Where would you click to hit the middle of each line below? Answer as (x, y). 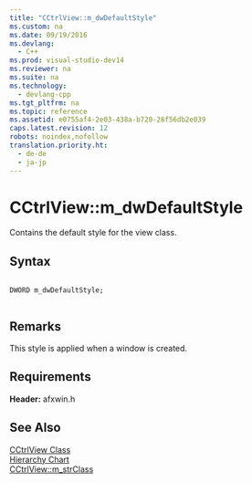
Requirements (50, 377)
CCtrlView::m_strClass (52, 469)
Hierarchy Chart (40, 459)
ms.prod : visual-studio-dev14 (67, 60)
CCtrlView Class (40, 449)
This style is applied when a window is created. (99, 349)
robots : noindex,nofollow (58, 137)
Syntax (30, 261)
